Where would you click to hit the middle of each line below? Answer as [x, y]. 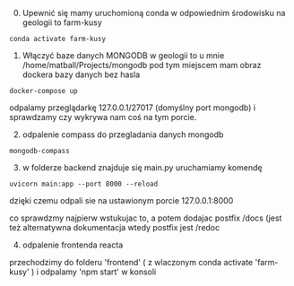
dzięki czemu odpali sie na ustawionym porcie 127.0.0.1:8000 [121, 200]
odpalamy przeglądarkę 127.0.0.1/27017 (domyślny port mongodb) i [133, 108]
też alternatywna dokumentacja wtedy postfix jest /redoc [115, 227]
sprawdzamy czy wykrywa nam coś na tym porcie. [103, 117]
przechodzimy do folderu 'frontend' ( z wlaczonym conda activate [131, 262]
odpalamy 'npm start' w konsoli [98, 272]
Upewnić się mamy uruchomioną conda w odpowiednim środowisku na [154, 13]
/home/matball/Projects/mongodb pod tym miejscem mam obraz [142, 65]
